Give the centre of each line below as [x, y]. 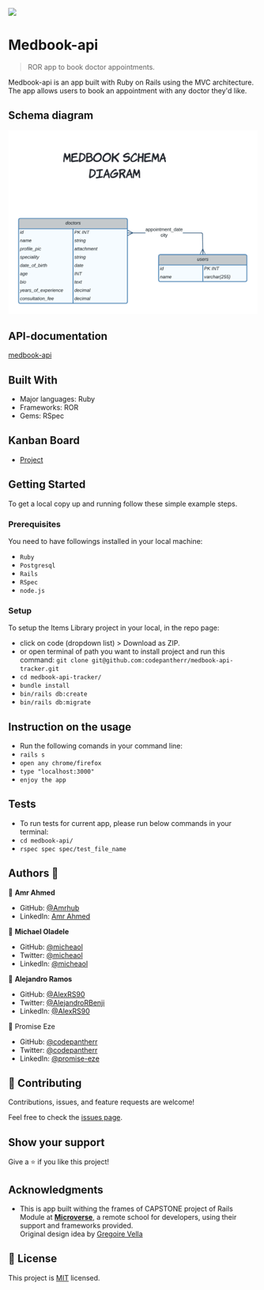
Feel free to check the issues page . [65, 1118]
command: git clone [54, 660]
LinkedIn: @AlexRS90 [55, 1011]
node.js [32, 590]
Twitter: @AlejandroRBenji [62, 1002]
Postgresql [38, 565]
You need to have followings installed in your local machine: [106, 541]
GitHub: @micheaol [51, 947]
